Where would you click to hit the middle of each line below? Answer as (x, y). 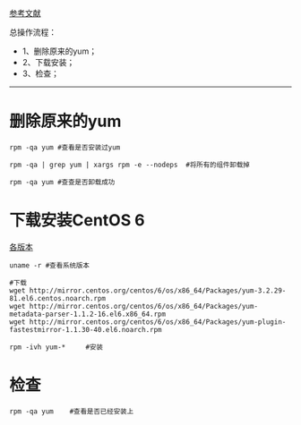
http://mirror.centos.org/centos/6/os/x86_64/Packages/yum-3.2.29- (158, 290)
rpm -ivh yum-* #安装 (56, 347)
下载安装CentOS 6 (77, 221)
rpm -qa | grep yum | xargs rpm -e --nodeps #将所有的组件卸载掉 (130, 165)
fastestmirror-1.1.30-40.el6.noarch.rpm (86, 329)
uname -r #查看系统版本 (49, 265)
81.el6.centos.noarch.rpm (57, 298)
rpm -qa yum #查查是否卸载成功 (62, 182)
